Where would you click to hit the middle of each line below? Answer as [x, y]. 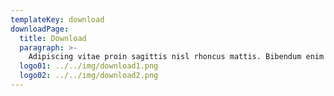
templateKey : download [57, 19]
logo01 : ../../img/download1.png [89, 66]
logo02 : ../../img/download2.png [89, 76]
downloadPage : [40, 29]
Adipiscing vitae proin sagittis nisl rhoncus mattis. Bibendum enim [176, 57]
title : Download [53, 38]
